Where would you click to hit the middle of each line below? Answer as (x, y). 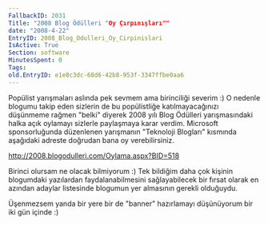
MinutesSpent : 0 (35, 61)
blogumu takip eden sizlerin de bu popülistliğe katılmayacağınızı (114, 106)
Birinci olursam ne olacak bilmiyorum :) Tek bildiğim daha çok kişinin (121, 171)
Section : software (39, 53)
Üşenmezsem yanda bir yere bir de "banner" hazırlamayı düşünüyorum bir (131, 203)
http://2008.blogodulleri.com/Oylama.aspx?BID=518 (94, 156)
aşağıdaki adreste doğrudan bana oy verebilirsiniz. (91, 140)
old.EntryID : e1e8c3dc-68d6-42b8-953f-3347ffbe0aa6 (96, 75)
